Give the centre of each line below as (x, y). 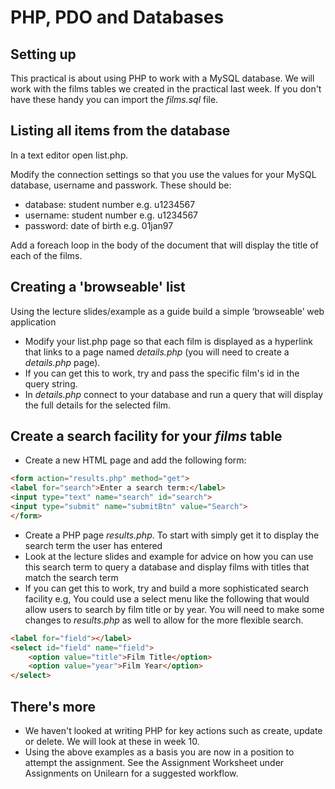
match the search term (71, 577)
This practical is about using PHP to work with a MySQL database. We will (162, 78)
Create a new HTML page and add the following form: (135, 460)
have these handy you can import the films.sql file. (114, 99)
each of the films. (46, 255)
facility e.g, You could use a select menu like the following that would (167, 598)
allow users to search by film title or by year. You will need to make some (174, 609)
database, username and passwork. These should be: (121, 185)
